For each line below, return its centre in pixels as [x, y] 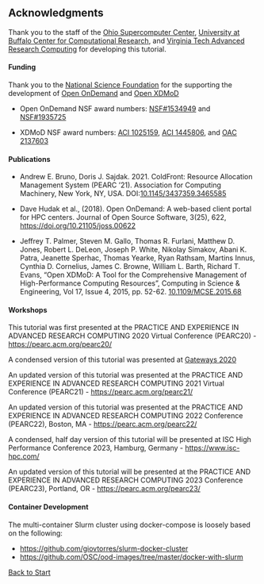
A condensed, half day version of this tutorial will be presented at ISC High [130, 440]
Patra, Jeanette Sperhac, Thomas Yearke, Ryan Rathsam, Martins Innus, [137, 258]
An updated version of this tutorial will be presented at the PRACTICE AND [130, 472]
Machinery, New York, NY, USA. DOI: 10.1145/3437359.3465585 [123, 194]
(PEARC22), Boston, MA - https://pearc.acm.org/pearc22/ [103, 425]
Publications [29, 159]
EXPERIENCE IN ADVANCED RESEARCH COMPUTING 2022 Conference [126, 416]
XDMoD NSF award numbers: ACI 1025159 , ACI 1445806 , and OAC [128, 133]
